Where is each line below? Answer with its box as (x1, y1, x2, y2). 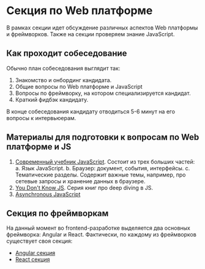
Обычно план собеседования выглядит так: (6, 64, 121, 72)
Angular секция (15, 249, 56, 257)
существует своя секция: (6, 237, 73, 245)
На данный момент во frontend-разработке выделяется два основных (6, 224, 191, 232)
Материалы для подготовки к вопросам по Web (6, 132, 199, 143)
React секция (15, 256, 50, 263)
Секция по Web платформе (6, 4, 153, 18)
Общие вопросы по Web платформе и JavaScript (15, 83, 143, 90)
